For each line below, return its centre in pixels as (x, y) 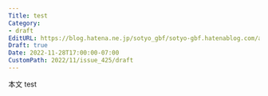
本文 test (23, 84)
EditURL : (23, 38)
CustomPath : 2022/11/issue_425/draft (71, 61)
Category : (25, 23)
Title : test (28, 16)
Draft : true (28, 46)
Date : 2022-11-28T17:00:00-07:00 (64, 53)
